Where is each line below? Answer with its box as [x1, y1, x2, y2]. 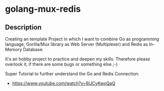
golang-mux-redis [5, 3, 81, 15]
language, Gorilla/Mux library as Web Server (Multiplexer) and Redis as [5, 41, 148, 47]
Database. [23, 47, 44, 52]
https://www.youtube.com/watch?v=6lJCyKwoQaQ [12, 80, 116, 86]
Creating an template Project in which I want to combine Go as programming [5, 36, 159, 42]
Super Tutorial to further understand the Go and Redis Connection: [5, 71, 140, 77]
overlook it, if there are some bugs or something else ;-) [5, 61, 118, 67]
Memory [5, 47, 22, 52]
